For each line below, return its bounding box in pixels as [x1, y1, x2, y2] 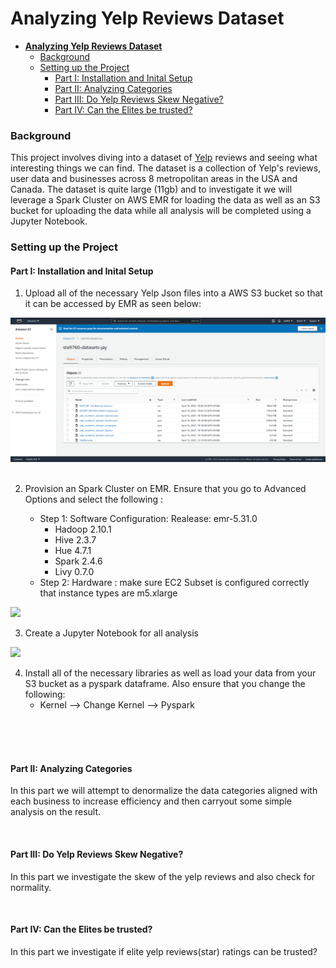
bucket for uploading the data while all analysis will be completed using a [10, 205, 312, 217]
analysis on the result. [10, 806, 102, 818]
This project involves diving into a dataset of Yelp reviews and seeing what [10, 152, 318, 164]
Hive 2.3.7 [54, 534, 97, 546]
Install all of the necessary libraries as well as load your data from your [24, 667, 317, 679]
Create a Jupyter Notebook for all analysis [24, 627, 199, 639]
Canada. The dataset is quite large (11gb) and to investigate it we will [10, 183, 293, 196]
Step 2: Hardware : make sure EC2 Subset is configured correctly [39, 577, 310, 589]
